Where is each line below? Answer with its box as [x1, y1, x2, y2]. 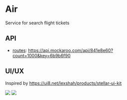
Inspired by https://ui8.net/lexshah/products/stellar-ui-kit [5, 80, 122, 86]
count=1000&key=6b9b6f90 [12, 52, 71, 58]
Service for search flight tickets [5, 20, 70, 26]
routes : [12, 47, 27, 53]
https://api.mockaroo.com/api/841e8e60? [28, 47, 114, 53]
